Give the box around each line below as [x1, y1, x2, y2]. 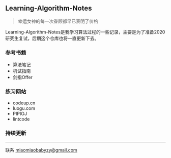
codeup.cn [12, 100, 36, 106]
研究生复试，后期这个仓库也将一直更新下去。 [5, 35, 99, 41]
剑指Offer [12, 74, 33, 81]
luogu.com [12, 105, 36, 111]
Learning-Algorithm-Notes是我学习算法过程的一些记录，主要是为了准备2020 [5, 29, 165, 35]
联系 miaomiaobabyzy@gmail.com [5, 147, 77, 153]
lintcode [12, 116, 30, 122]
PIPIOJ [12, 111, 27, 117]
